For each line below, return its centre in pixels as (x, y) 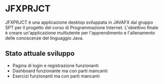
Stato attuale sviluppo (40, 54)
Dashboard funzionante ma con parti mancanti (60, 71)
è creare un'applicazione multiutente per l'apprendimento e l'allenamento (80, 33)
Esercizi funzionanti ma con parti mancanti (56, 76)
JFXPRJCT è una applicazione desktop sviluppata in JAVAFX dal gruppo (79, 22)
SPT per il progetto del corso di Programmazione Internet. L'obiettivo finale (82, 27)
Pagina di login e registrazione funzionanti (55, 65)
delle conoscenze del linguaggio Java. (44, 38)
